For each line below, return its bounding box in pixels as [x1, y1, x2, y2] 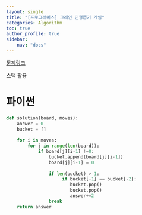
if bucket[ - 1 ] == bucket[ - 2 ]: [62, 176, 137, 182]
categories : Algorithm [6, 20, 62, 26]
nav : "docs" [17, 42, 46, 48]
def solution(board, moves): [6, 115, 78, 121]
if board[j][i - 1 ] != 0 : [37, 149, 94, 155]
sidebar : [6, 36, 28, 42]
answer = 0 [17, 121, 44, 127]
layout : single [6, 8, 44, 15]
